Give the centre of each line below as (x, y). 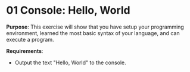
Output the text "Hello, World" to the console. (70, 62)
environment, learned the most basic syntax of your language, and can (93, 33)
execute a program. (30, 39)
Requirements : (25, 51)
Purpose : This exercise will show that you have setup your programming (95, 27)
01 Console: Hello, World (68, 10)
